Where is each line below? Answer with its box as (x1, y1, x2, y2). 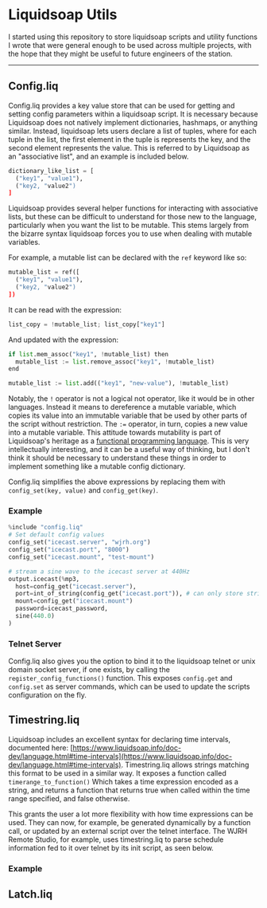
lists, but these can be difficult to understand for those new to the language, (8, 212, 257, 222)
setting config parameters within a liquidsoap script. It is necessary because (8, 109, 258, 119)
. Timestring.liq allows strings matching (121, 760, 250, 769)
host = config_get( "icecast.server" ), (15, 582, 137, 591)
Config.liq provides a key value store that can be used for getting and (8, 100, 235, 110)
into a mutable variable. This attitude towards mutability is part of (8, 428, 221, 438)
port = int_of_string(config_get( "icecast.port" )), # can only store (15, 590, 244, 598)
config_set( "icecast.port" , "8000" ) (8, 546, 130, 554)
